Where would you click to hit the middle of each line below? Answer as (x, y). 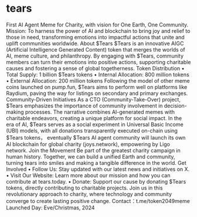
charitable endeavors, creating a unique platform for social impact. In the (94, 118)
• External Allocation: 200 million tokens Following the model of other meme (98, 80)
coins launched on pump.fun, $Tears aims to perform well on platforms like (97, 87)
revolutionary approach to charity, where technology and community (89, 194)
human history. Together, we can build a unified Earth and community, (91, 157)
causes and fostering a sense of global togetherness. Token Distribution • (95, 68)
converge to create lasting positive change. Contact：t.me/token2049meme (98, 201)
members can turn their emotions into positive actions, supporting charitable (98, 62)
